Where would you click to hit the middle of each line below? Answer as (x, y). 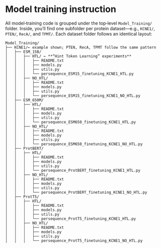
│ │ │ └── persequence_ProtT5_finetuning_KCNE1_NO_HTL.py (74, 240)
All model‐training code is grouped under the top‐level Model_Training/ (79, 23)
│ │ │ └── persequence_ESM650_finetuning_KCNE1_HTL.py (71, 122)
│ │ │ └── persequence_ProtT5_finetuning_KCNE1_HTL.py (71, 219)
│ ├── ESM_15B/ (23, 52)
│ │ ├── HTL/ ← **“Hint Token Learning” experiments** (68, 56)
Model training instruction (61, 9)
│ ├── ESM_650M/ (24, 100)
